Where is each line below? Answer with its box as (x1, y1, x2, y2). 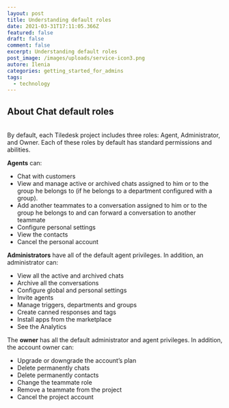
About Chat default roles (7, 106, 114, 117)
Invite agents (16, 293, 54, 302)
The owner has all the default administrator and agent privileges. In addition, (7, 336, 223, 344)
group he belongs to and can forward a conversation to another (16, 208, 196, 217)
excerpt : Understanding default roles (7, 49, 118, 56)
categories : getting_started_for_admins (7, 67, 124, 74)
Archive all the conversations (16, 279, 99, 287)
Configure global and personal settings (16, 286, 127, 295)
